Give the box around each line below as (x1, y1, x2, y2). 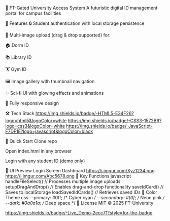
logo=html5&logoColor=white (5, 118, 67, 124)
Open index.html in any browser (5, 148, 72, 154)
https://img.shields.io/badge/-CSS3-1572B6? (67, 118, 162, 124)
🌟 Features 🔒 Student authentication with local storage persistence (5, 20, 145, 26)
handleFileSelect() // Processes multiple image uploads (5, 178, 121, 185)
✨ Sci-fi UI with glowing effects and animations (5, 90, 104, 96)
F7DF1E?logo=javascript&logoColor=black (5, 128, 93, 134)
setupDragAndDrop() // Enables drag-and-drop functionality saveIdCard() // (5, 184, 164, 190)
